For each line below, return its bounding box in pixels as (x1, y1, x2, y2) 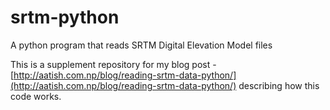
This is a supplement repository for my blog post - (10, 58, 217, 70)
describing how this (238, 79, 320, 91)
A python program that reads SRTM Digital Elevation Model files (10, 39, 273, 51)
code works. (10, 90, 62, 102)
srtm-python (10, 6, 120, 29)
